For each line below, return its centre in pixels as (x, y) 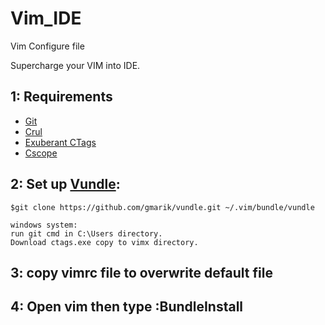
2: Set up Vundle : (65, 184)
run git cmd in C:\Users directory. (86, 233)
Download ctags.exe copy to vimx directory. (104, 242)
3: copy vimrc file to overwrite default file (141, 272)
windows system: (44, 225)
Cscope (41, 153)
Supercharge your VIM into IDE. (75, 65)
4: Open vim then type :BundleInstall (127, 307)
